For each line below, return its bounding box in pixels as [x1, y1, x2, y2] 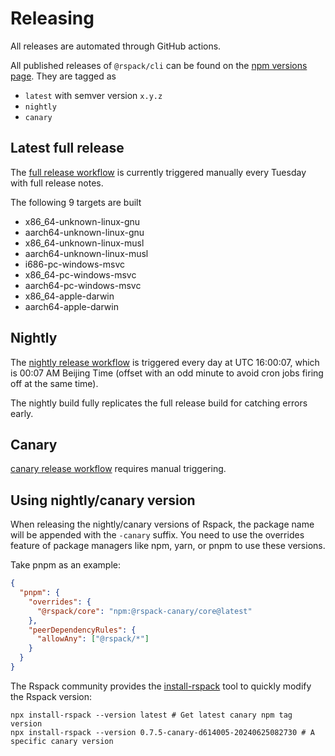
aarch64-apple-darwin [24, 300, 119, 312]
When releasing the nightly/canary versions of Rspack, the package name [10, 518, 315, 531]
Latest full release [10, 140, 125, 157]
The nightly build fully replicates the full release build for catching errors [10, 397, 308, 409]
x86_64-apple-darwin [24, 290, 115, 302]
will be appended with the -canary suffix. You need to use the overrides [10, 529, 305, 541]
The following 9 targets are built [10, 196, 142, 208]
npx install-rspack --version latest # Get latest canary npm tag [10, 710, 293, 720]
